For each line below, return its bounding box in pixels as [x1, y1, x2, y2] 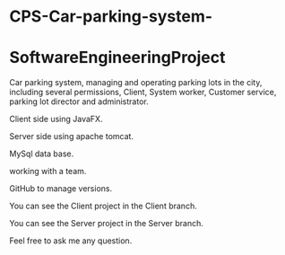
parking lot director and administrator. [9, 96, 150, 107]
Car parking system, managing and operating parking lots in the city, [9, 77, 263, 88]
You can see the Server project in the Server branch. [9, 218, 203, 229]
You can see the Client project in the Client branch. [9, 200, 197, 212]
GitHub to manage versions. [9, 183, 113, 194]
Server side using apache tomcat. [9, 131, 134, 142]
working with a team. [9, 166, 87, 177]
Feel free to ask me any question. [9, 235, 133, 246]
